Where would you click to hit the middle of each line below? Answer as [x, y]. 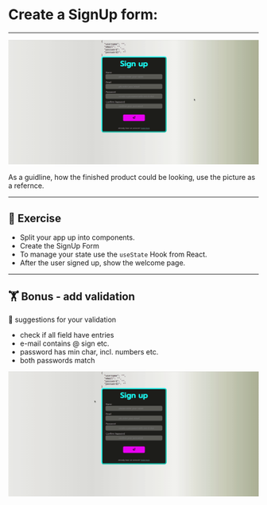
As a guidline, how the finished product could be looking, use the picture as [132, 178]
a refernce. [26, 186]
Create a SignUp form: [83, 15]
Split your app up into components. [77, 237]
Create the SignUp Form [59, 246]
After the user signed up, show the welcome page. [103, 263]
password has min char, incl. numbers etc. [89, 352]
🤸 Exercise [35, 218]
